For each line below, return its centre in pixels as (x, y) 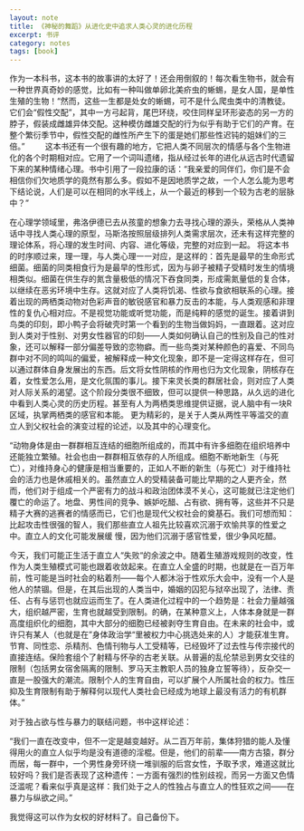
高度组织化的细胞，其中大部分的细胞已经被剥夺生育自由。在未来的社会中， (148, 623)
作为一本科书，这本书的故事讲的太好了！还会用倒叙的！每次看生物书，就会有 (152, 79)
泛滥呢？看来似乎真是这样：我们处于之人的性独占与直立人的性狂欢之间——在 (152, 787)
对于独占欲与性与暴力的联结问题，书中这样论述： (100, 722)
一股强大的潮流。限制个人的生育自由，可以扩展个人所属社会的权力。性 (156, 680)
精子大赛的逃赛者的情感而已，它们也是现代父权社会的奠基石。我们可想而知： (152, 514)
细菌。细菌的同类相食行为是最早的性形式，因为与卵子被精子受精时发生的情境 (152, 267)
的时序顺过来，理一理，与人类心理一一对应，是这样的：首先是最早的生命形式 (152, 256)
